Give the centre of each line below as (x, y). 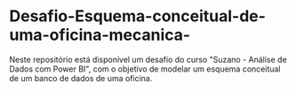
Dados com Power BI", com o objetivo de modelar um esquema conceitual (145, 69)
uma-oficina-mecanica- (100, 35)
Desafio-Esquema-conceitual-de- (138, 16)
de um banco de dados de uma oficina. (81, 78)
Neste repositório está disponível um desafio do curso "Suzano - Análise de (148, 59)
